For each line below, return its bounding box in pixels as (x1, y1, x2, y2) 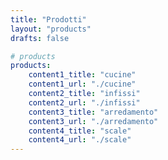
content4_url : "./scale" (28, 135, 132, 145)
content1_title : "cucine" (28, 70, 137, 80)
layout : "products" (10, 24, 92, 34)
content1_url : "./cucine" (28, 79, 137, 90)
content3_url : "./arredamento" (28, 116, 159, 126)
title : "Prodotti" (10, 14, 87, 25)
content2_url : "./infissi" (28, 97, 141, 108)
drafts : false (10, 33, 70, 43)
